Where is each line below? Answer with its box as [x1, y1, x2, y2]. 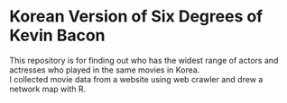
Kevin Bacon [9, 25, 106, 46]
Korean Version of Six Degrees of [9, 6, 264, 27]
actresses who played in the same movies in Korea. [9, 64, 200, 75]
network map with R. [9, 83, 87, 94]
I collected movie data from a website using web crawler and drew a [9, 73, 264, 84]
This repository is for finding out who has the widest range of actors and [9, 55, 279, 65]
